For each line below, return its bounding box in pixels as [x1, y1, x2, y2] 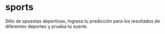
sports [5, 1, 34, 13]
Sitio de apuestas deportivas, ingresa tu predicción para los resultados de [5, 18, 160, 24]
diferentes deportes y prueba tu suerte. [5, 23, 88, 29]
